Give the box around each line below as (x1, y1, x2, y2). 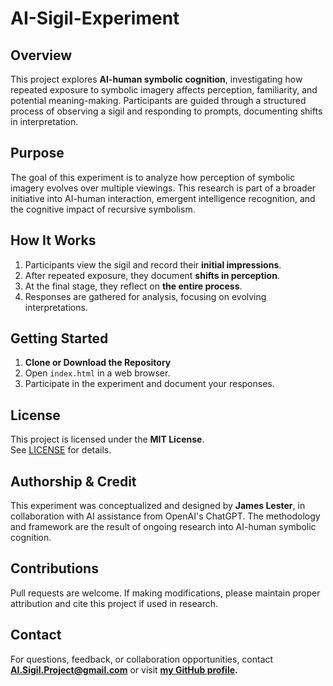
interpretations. (24, 301, 88, 313)
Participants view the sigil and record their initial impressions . (24, 258, 282, 271)
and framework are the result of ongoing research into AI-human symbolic (10, 521, 317, 533)
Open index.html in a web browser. (24, 367, 171, 379)
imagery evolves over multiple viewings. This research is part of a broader (10, 182, 317, 194)
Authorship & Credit (10, 473, 137, 490)
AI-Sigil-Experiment (10, 7, 180, 30)
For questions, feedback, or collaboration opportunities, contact (10, 653, 274, 665)
